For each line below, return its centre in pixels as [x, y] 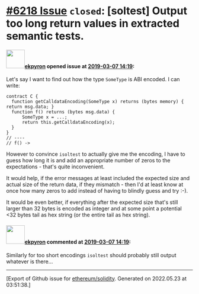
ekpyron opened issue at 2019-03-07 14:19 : [80, 66]
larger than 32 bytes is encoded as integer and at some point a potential [94, 209]
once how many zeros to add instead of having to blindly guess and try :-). [97, 191]
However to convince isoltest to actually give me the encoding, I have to [96, 154]
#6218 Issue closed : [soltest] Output [97, 11]
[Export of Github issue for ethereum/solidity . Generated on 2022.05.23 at [97, 278]
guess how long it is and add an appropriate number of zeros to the [88, 161]
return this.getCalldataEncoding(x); [68, 123]
